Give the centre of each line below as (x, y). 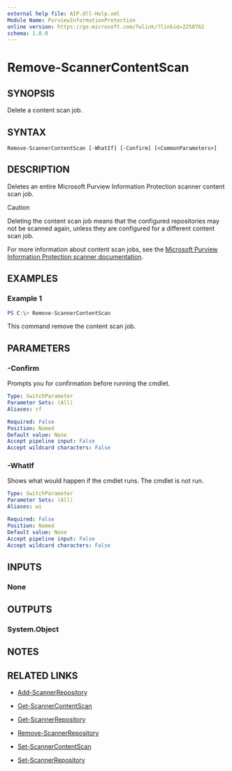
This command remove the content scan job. (72, 326)
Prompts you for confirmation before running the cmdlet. (89, 383)
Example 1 (25, 299)
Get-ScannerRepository (51, 719)
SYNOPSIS (31, 93)
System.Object (33, 629)
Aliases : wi (24, 507)
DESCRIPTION (38, 169)
